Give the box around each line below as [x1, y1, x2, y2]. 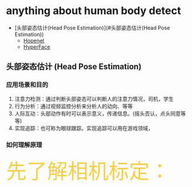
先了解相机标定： [6, 158, 170, 184]
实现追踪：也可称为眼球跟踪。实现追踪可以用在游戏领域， [14, 124, 153, 131]
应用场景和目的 [6, 81, 49, 89]
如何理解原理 [6, 141, 43, 149]
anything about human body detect [6, 4, 181, 18]
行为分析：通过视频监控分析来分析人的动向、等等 [14, 103, 133, 110]
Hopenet [23, 37, 45, 44]
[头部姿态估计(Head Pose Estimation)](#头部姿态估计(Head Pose [14, 24, 170, 31]
